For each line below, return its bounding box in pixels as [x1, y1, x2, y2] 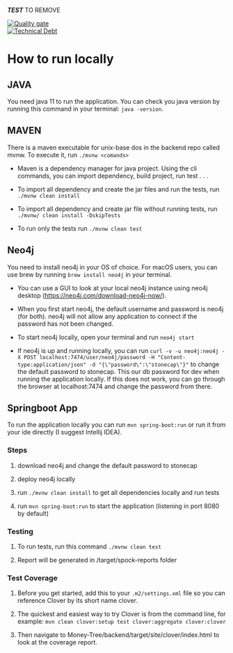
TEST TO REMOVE [7, 6, 61, 14]
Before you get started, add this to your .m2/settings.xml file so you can [17, 589, 225, 597]
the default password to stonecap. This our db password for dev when [17, 367, 220, 375]
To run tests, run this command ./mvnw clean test [17, 542, 162, 551]
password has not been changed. [17, 320, 113, 328]
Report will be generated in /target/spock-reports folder [17, 556, 177, 565]
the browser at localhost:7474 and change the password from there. [17, 382, 213, 391]
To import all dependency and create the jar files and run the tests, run [17, 184, 220, 194]
